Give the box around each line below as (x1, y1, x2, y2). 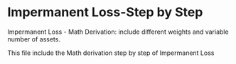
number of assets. (7, 34, 60, 43)
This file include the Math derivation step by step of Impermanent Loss (7, 49, 215, 57)
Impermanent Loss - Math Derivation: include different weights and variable (7, 27, 229, 36)
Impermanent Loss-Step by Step (7, 4, 203, 20)
